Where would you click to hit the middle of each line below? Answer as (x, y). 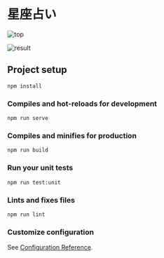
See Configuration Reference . (50, 247)
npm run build (28, 150)
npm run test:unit (34, 182)
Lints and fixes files (41, 200)
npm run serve (28, 118)
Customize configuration (51, 232)
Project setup (37, 70)
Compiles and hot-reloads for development (82, 104)
